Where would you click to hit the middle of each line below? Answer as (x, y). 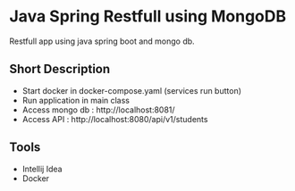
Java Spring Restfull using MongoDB (148, 17)
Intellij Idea (42, 169)
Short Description (60, 69)
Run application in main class (76, 100)
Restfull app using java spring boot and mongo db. (102, 41)
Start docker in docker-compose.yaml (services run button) (132, 90)
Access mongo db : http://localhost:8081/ (99, 110)
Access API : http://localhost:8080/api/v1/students (115, 119)
